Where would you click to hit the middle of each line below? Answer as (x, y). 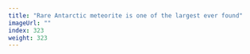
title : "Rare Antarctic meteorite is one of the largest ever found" (126, 15)
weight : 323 (28, 38)
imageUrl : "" (30, 23)
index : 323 (26, 30)
